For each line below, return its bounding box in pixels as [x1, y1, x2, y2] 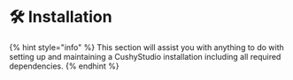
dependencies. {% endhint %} [9, 61, 120, 71]
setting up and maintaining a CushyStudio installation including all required [9, 51, 281, 62]
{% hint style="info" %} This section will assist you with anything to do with [9, 41, 285, 53]
